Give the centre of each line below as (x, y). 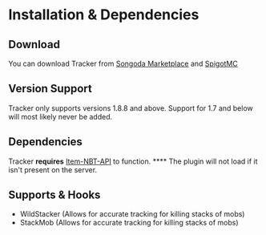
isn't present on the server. (53, 169)
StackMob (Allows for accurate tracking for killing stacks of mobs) (129, 223)
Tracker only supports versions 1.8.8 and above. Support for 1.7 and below (131, 108)
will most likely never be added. (60, 116)
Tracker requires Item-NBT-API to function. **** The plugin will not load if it (133, 161)
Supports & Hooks (54, 195)
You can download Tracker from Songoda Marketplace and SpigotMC (123, 63)
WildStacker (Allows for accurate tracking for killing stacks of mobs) (132, 214)
